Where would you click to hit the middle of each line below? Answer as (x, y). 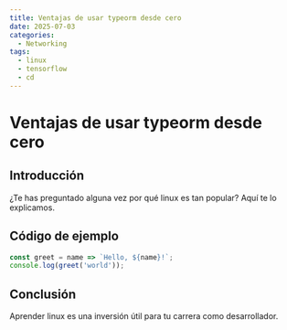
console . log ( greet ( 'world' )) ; (67, 266)
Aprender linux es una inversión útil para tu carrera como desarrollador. (144, 316)
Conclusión (43, 294)
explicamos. (32, 208)
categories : (32, 35)
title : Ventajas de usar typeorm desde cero (96, 18)
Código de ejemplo (64, 236)
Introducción (47, 176)
